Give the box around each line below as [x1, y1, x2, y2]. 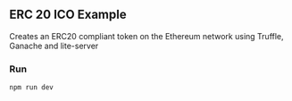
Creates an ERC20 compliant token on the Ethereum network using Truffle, [9, 30, 284, 41]
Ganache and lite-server [9, 40, 99, 51]
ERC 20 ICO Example [9, 7, 127, 22]
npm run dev [9, 83, 54, 92]
